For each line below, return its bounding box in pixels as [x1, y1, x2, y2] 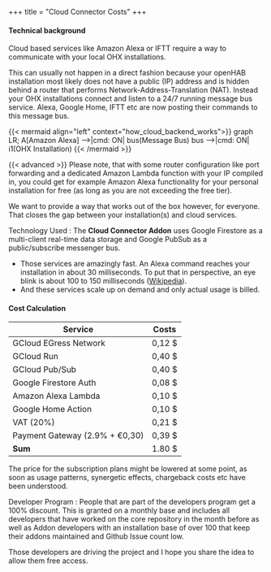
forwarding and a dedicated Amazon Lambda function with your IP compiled [8, 168, 264, 178]
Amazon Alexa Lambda [12, 390, 101, 401]
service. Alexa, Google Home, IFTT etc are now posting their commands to [8, 102, 258, 112]
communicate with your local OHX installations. [8, 52, 166, 62]
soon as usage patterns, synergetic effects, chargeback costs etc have [8, 473, 246, 483]
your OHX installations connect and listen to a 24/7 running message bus [8, 93, 253, 104]
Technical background [8, 25, 86, 35]
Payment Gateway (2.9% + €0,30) [12, 430, 144, 441]
